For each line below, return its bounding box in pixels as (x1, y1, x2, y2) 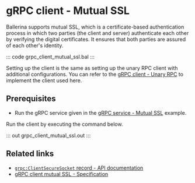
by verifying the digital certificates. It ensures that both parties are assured (6, 36, 186, 43)
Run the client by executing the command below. (6, 121, 123, 128)
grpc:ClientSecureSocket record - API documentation (14, 164, 144, 171)
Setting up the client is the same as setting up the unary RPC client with (6, 64, 178, 71)
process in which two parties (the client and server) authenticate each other (6, 29, 189, 36)
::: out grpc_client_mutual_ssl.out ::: (6, 132, 91, 139)
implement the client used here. (6, 77, 82, 84)
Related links (6, 149, 54, 159)
